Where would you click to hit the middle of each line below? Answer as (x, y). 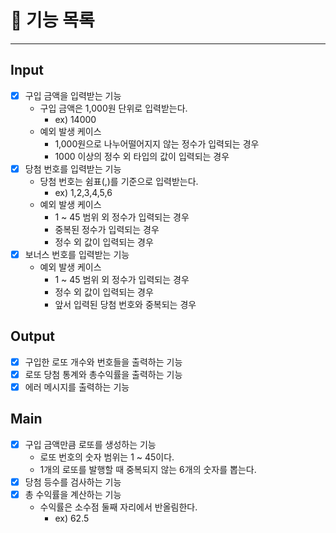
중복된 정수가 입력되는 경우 (107, 229)
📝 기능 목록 (52, 20)
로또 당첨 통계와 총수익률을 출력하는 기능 (103, 374)
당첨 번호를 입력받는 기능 (73, 168)
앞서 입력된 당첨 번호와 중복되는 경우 (125, 304)
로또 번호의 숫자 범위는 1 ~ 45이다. (107, 457)
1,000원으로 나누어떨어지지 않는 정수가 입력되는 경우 (157, 143)
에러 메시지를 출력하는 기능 (77, 387)
